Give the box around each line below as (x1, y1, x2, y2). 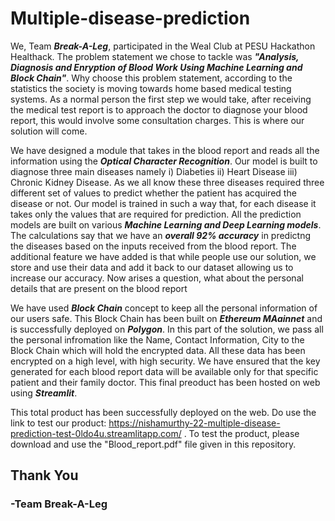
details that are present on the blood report (10, 282, 188, 294)
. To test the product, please (183, 427, 300, 439)
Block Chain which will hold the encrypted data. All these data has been (10, 344, 306, 356)
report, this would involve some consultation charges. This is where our (10, 114, 305, 126)
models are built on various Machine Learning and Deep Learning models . (10, 218, 322, 231)
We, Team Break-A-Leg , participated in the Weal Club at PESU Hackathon (10, 40, 316, 52)
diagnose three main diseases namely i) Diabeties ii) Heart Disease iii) (10, 165, 298, 177)
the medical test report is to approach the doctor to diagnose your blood (10, 103, 308, 116)
